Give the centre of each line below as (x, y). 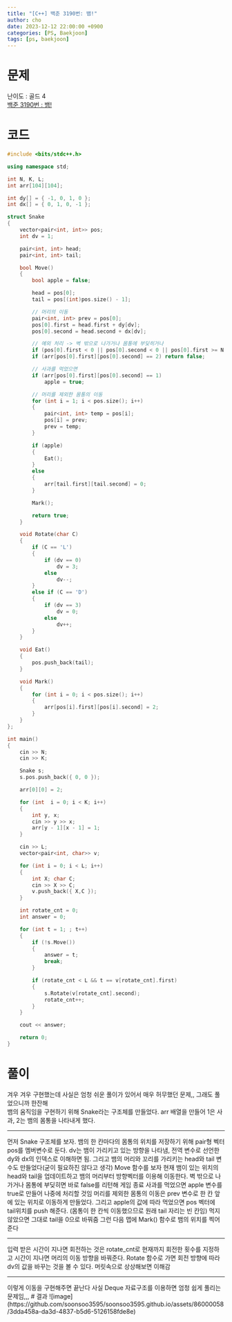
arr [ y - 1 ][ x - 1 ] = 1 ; (66, 828)
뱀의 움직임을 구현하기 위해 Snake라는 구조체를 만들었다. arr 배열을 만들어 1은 (111, 1112)
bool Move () (37, 268)
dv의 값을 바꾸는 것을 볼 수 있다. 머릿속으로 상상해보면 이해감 (89, 1266)
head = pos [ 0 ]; (54, 293)
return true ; (51, 515)
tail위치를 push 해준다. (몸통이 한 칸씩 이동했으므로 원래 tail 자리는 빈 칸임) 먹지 (114, 1211)
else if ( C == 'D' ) (60, 592)
